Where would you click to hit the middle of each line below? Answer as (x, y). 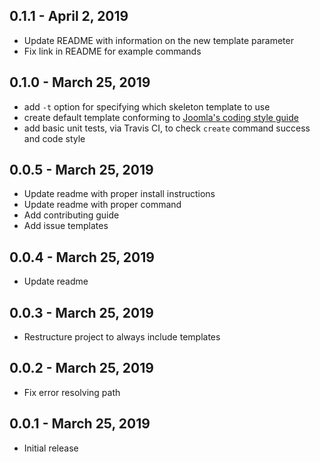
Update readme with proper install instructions (119, 194)
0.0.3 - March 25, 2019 (81, 312)
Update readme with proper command (102, 205)
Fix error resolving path (72, 392)
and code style (54, 138)
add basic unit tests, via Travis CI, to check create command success (167, 128)
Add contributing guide (71, 215)
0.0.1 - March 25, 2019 (80, 424)
